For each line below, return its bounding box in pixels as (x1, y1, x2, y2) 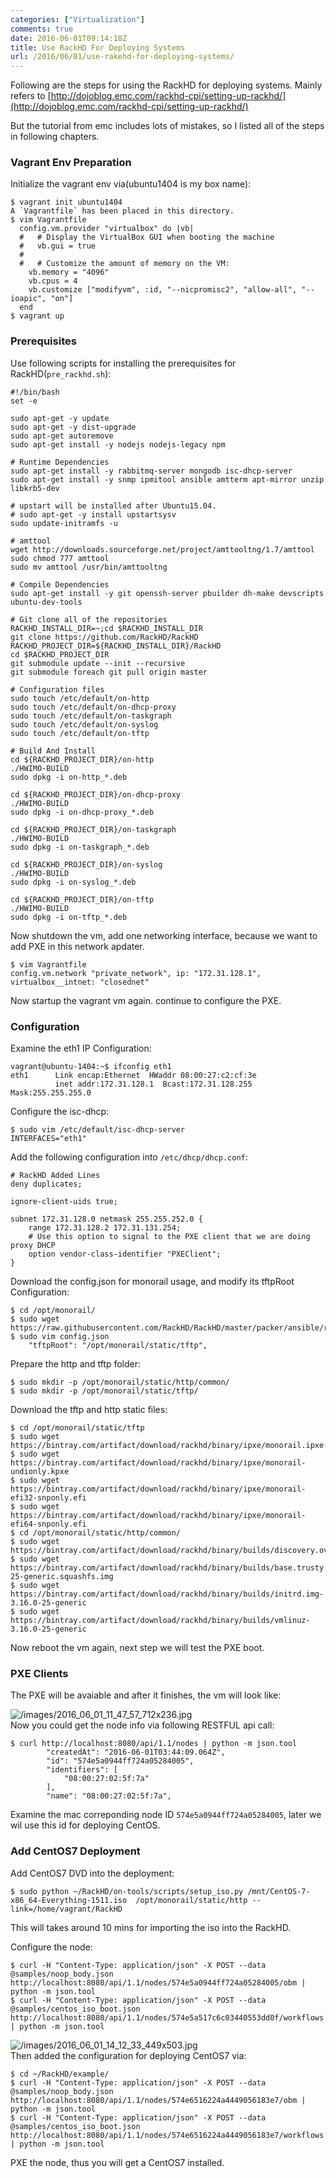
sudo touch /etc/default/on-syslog (10, 719, 159, 730)
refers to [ (10, 90, 52, 102)
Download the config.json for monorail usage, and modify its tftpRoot (10, 1276, 295, 1288)
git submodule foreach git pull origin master (10, 667, 208, 677)
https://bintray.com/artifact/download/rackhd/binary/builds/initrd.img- (10, 1589, 325, 1600)
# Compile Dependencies (10, 579, 110, 590)
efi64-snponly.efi (10, 1519, 87, 1530)
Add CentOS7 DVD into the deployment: (10, 1867, 175, 1879)
